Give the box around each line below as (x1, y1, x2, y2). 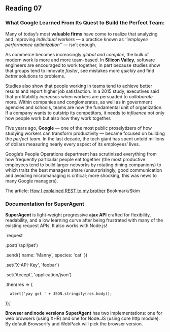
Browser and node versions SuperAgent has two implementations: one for (5, 310, 163, 316)
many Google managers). (5, 177, 58, 184)
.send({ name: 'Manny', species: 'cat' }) (5, 252, 88, 258)
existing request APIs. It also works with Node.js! (5, 223, 108, 229)
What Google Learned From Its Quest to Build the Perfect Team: (5, 19, 165, 26)
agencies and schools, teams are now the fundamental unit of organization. (5, 104, 163, 110)
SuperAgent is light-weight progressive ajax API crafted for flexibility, (5, 211, 151, 217)
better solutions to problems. (5, 73, 65, 79)
